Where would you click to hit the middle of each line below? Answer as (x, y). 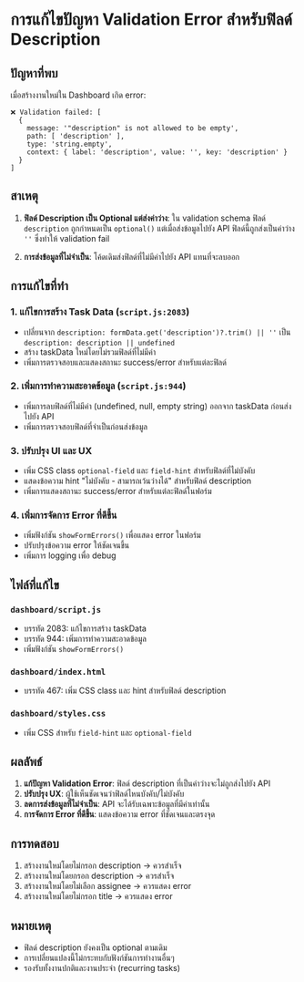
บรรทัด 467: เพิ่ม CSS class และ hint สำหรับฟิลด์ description (125, 691)
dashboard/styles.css (58, 714)
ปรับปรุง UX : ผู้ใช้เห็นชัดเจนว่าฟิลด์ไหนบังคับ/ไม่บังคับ (104, 794)
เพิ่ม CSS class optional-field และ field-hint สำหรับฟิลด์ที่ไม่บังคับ (139, 470)
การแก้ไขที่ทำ (40, 286)
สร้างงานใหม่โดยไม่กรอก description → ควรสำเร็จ (102, 865)
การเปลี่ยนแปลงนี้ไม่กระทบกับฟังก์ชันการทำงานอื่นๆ (99, 958)
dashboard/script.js (56, 610)
